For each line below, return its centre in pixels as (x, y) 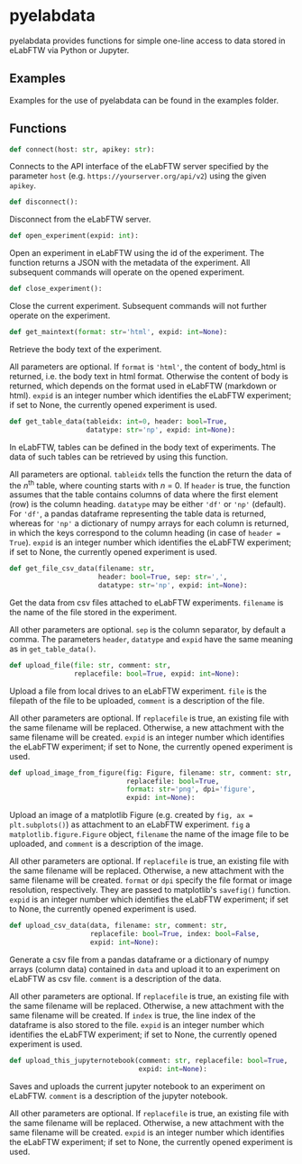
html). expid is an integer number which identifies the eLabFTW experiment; (150, 395)
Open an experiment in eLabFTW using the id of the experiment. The (137, 253)
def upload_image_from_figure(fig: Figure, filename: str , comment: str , (151, 773)
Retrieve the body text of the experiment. (86, 349)
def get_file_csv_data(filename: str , (82, 568)
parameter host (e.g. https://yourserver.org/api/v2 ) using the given (138, 176)
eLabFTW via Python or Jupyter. (69, 50)
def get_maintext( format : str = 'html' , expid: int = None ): (119, 332)
